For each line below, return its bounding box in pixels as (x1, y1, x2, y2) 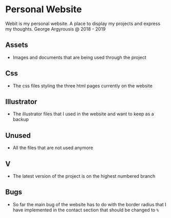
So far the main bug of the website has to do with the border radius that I (12, 201, 166, 207)
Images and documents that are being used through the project (12, 54, 147, 60)
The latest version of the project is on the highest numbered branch (12, 173, 156, 179)
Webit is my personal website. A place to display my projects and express (5, 20, 160, 27)
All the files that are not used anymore (12, 144, 93, 151)
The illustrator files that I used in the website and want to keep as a (12, 111, 155, 117)
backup (12, 116, 29, 123)
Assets (5, 41, 28, 50)
